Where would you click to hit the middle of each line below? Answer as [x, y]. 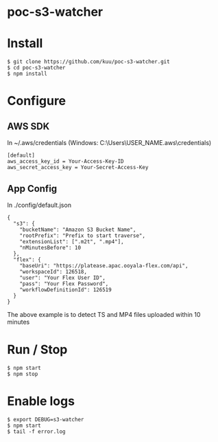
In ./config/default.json [39, 205]
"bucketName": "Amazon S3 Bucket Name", [78, 230]
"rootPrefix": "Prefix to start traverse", [83, 235]
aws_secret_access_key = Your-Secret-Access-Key [78, 168]
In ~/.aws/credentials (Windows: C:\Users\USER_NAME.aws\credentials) [109, 143]
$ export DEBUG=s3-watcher [46, 419]
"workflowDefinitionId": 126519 [65, 289]
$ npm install [27, 74]
